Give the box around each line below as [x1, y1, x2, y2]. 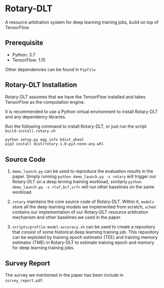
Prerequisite [5, 39, 44, 47]
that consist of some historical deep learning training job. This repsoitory [12, 229, 159, 235]
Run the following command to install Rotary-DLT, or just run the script [5, 123, 147, 129]
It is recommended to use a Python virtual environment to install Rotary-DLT [5, 109, 158, 115]
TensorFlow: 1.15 [12, 57, 46, 63]
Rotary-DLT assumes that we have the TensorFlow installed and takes [5, 94, 146, 100]
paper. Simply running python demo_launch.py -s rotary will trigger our [12, 173, 157, 179]
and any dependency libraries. [5, 114, 67, 119]
